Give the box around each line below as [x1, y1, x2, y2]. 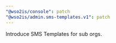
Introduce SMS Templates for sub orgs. [5, 30, 102, 37]
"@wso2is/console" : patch [5, 8, 70, 15]
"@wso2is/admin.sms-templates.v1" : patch [5, 14, 111, 20]
